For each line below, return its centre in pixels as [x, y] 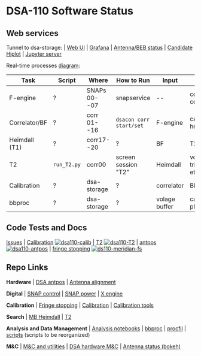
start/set [130, 126]
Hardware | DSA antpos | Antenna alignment [61, 282]
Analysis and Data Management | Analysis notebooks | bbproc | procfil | [96, 328]
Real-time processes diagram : [43, 65]
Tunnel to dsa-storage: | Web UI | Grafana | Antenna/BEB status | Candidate [100, 47]
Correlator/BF [28, 123]
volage [166, 199]
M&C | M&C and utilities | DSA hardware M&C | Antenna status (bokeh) [94, 346]
